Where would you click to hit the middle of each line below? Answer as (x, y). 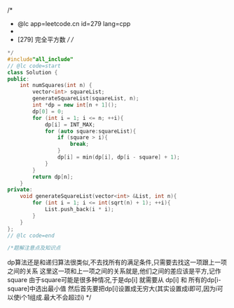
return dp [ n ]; (53, 177)
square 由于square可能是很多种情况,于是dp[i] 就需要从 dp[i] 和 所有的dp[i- (114, 280)
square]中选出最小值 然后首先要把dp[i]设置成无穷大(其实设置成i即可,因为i (112, 289)
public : (19, 79)
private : (20, 190)
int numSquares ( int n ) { (56, 86)
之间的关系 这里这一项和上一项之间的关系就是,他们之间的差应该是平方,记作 (115, 271)
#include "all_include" (40, 59)
